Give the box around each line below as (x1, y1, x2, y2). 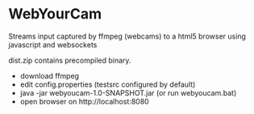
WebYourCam (8, 5, 102, 23)
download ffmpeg (19, 71, 79, 80)
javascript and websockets (8, 39, 98, 49)
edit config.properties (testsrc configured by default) (19, 79, 196, 89)
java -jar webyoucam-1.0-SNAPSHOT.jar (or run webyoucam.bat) (19, 88, 237, 97)
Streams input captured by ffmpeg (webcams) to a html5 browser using (8, 31, 246, 41)
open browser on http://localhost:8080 (19, 96, 149, 106)
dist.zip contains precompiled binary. (8, 55, 131, 65)
